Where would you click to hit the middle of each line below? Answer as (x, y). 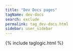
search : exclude (22, 19)
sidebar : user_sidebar (29, 29)
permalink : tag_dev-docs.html (37, 24)
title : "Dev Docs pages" (31, 10)
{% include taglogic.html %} (34, 43)
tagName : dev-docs (24, 15)
